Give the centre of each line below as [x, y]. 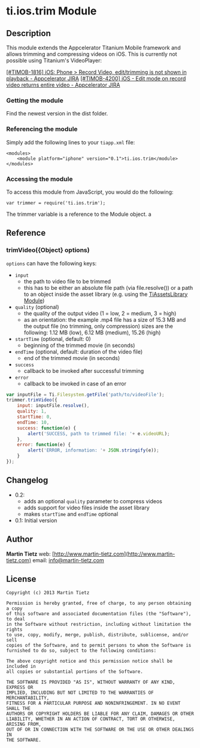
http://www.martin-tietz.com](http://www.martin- [114, 554]
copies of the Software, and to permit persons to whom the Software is [99, 645]
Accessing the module [40, 179]
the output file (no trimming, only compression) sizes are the [99, 326]
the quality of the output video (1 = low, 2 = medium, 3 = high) [100, 313]
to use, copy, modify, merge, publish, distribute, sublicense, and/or [97, 635]
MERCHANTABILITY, [28, 698]
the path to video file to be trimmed [67, 281]
